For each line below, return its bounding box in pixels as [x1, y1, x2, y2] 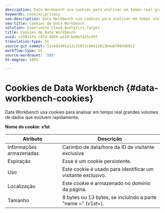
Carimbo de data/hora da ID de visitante [62, 144, 155, 151]
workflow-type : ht [5, 48, 43, 53]
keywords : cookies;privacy [5, 12, 60, 17]
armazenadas [7, 150, 39, 157]
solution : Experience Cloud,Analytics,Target [5, 25, 100, 30]
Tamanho [7, 197, 29, 204]
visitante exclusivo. [62, 172, 107, 179]
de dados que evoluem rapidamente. [5, 115, 80, 120]
